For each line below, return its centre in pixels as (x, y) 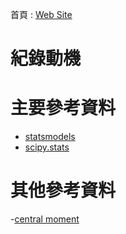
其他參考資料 (63, 190)
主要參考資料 (63, 108)
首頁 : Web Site (41, 14)
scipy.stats (47, 147)
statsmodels (50, 137)
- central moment (45, 219)
